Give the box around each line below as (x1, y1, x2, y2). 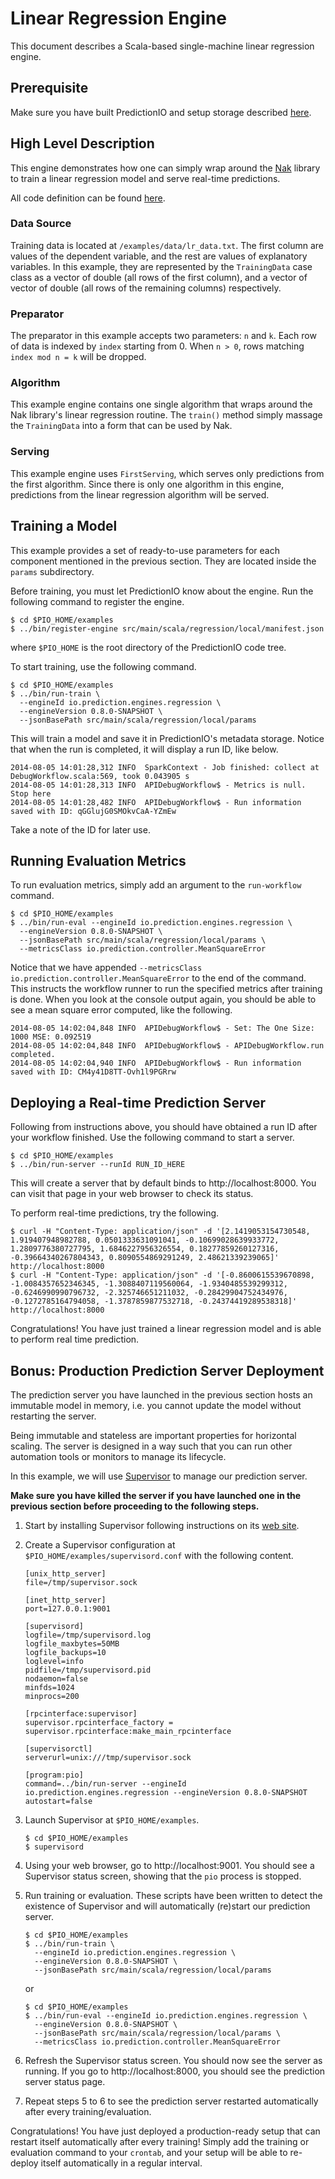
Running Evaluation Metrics (10, 852, 187, 869)
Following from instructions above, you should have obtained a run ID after (10, 1121, 318, 1133)
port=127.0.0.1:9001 (24, 1604, 111, 1614)
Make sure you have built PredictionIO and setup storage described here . (10, 106, 312, 118)
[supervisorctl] (24, 1744, 93, 1754)
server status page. (24, 2076, 106, 2087)
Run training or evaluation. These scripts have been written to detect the (24, 1890, 323, 1901)
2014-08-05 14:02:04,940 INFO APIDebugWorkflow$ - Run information (10, 1058, 302, 1069)
